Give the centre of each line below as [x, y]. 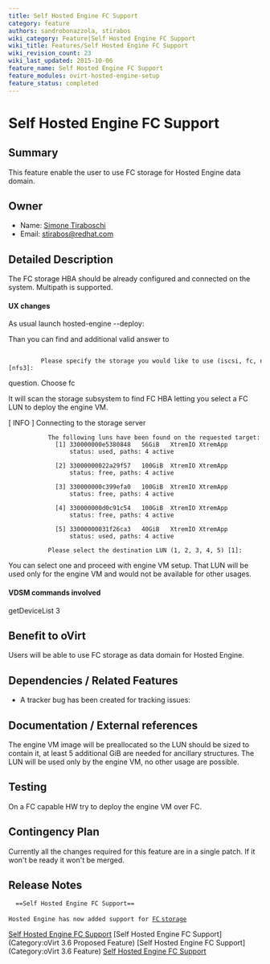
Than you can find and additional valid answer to [89, 339]
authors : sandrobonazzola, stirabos [70, 31]
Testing [28, 787]
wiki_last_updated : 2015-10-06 [61, 61]
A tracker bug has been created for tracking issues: [105, 700]
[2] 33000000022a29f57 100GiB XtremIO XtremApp [141, 466]
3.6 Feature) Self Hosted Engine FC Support [133, 951]
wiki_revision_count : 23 [50, 53]
